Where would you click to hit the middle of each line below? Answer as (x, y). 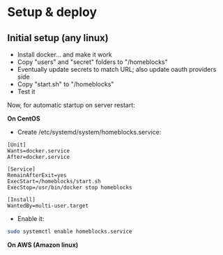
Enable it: (31, 219)
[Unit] (17, 145)
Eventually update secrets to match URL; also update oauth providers (117, 69)
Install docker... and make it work (65, 54)
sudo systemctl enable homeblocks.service (70, 231)
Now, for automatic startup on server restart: (71, 105)
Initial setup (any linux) (58, 38)
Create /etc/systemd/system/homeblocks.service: (89, 132)
